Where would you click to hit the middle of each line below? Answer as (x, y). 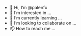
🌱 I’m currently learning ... (36, 18)
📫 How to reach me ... (32, 28)
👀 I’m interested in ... (30, 13)
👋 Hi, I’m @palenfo (28, 8)
